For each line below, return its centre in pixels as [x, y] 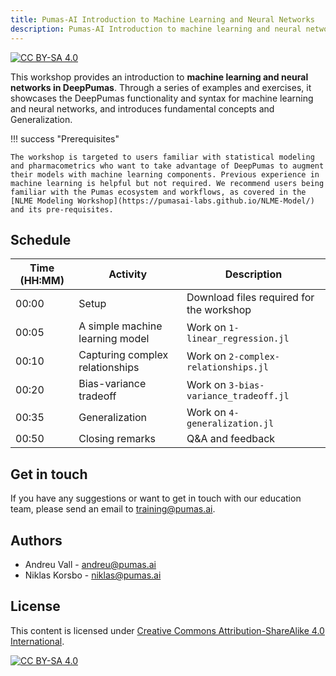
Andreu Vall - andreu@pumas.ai [90, 564]
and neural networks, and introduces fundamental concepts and [142, 108]
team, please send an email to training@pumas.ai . [113, 509]
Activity [128, 274]
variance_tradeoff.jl [238, 396]
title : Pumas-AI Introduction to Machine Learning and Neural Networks [162, 19]
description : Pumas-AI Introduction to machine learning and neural [156, 29]
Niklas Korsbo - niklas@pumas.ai [93, 575]
